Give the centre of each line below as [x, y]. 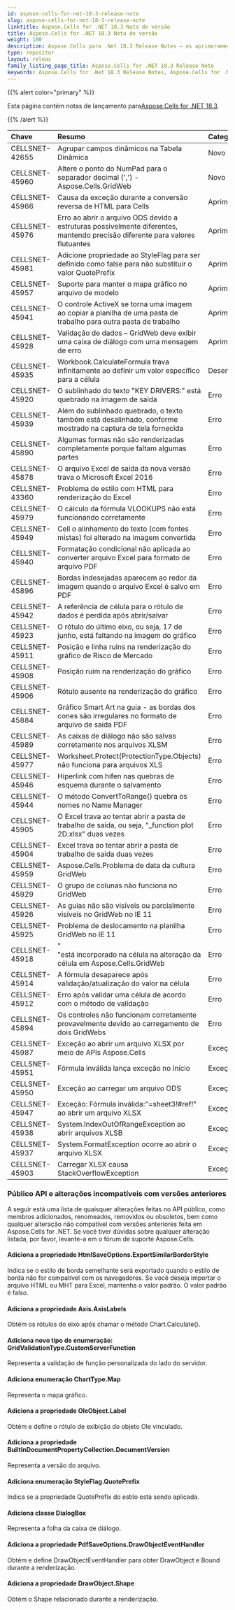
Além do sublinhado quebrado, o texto [120, 411]
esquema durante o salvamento [109, 785]
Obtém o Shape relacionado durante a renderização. [83, 1599]
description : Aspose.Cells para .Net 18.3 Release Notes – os [100, 46]
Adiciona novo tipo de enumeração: [60, 1340]
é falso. [18, 1292]
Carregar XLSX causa [93, 1164]
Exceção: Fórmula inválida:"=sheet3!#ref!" [127, 1104]
